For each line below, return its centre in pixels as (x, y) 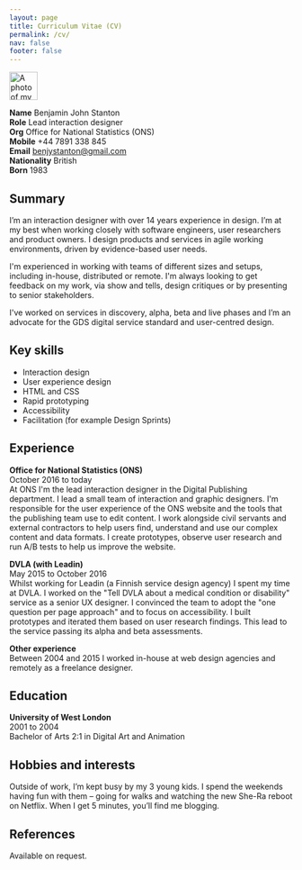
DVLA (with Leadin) (46, 564)
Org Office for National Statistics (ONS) (82, 132)
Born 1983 (28, 170)
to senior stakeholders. (52, 295)
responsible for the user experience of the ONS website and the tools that (146, 508)
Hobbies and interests (72, 765)
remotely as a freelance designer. (71, 667)
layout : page (34, 18)
